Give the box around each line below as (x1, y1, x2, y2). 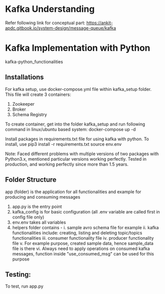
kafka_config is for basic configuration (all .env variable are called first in (12, 209, 160, 214)
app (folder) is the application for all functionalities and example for (5, 189, 141, 195)
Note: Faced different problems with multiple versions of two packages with (5, 151, 159, 157)
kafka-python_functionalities (5, 58, 63, 65)
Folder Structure (5, 175, 57, 184)
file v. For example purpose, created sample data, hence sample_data (12, 240, 154, 246)
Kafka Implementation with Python (5, 42, 150, 54)
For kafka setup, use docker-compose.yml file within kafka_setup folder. (5, 86, 152, 92)
